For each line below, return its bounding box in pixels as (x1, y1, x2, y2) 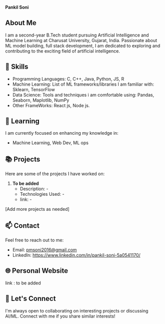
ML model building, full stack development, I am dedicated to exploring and (5, 43, 160, 49)
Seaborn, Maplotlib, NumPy (12, 97, 69, 103)
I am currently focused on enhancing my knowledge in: (5, 130, 118, 136)
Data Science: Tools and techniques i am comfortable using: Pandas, (12, 92, 154, 98)
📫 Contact (5, 221, 40, 230)
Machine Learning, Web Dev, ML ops (12, 140, 89, 146)
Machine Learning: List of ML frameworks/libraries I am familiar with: (12, 81, 154, 87)
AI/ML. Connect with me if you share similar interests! (5, 313, 115, 319)
